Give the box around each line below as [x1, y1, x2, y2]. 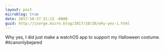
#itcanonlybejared [5, 40, 42, 46]
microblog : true [5, 12, 39, 17]
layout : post [5, 7, 32, 12]
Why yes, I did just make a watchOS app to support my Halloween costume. [5, 34, 161, 40]
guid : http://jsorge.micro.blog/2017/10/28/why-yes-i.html [5, 21, 130, 26]
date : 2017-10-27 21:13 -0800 [5, 16, 68, 21]
